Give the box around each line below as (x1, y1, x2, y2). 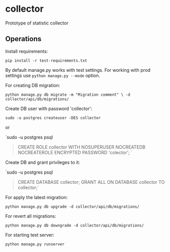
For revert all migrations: (5, 213, 57, 219)
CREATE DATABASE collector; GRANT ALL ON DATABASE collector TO (17, 179, 165, 185)
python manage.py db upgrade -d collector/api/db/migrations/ (5, 204, 140, 209)
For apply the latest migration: (5, 194, 68, 200)
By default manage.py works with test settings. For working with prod (5, 67, 151, 73)
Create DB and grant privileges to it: (5, 159, 80, 165)
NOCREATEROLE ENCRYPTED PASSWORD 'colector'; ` (17, 149, 133, 155)
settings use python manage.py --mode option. (5, 72, 100, 78)
